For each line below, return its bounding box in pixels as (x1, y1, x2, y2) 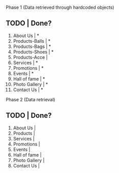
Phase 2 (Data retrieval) (6, 96, 55, 102)
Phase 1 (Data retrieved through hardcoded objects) (6, 5, 114, 10)
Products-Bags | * (13, 43, 51, 49)
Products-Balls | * (13, 38, 51, 44)
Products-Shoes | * (13, 48, 54, 55)
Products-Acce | (13, 54, 48, 60)
